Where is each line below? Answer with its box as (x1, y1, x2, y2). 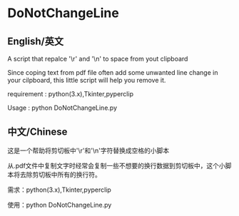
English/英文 (7, 35, 64, 47)
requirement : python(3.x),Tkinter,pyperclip (7, 90, 134, 98)
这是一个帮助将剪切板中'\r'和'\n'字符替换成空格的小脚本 (7, 146, 170, 155)
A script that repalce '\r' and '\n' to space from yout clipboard (7, 55, 188, 63)
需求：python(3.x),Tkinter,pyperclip (7, 185, 112, 194)
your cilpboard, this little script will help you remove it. (7, 76, 166, 84)
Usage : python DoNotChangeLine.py (7, 103, 118, 112)
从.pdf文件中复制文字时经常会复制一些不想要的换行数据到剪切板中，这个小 (7, 161, 226, 170)
